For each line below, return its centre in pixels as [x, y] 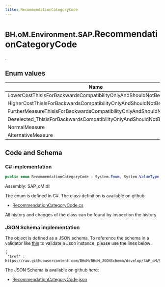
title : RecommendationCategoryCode [41, 10]
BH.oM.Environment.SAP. [50, 34]
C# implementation [28, 166]
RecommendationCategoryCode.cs [48, 205]
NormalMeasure [26, 127]
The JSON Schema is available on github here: [52, 270]
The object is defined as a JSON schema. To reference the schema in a [77, 238]
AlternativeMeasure [30, 135]
